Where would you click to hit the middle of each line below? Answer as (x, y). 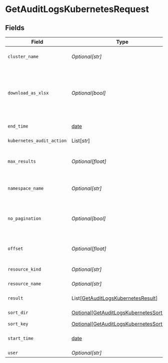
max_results (22, 161)
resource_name (24, 284)
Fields (15, 28)
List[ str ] (81, 141)
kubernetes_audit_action (37, 141)
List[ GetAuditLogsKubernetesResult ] (115, 298)
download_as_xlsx (28, 93)
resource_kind (24, 269)
